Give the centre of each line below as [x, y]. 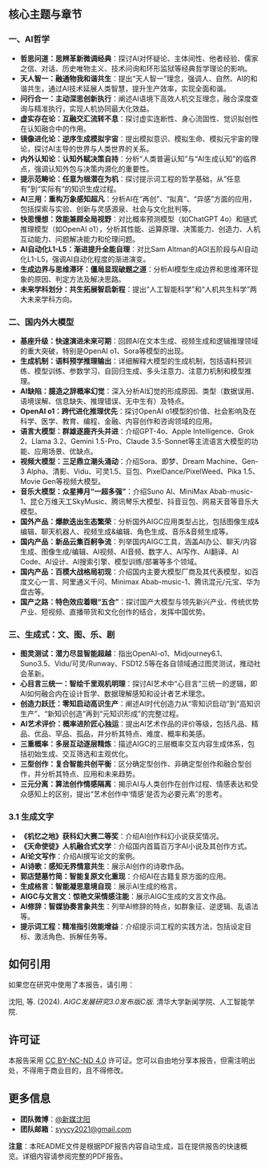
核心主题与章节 [45, 14]
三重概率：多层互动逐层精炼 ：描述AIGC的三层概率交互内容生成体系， [134, 744]
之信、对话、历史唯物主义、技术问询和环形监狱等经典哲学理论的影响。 [136, 68]
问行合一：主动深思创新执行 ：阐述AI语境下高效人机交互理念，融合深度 [136, 98]
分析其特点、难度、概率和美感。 [157, 734]
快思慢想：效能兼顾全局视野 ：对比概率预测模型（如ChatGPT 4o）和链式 [139, 218]
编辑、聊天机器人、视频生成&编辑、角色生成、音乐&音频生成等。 [126, 531]
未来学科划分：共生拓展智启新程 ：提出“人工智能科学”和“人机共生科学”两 [139, 289]
